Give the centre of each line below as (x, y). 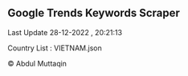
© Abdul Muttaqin (37, 63)
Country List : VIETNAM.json (55, 48)
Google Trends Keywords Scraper (94, 13)
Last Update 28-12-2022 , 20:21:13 (65, 32)
